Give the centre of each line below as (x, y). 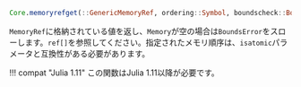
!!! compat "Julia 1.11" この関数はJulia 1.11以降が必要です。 (114, 73)
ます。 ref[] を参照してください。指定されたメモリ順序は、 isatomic (148, 42)
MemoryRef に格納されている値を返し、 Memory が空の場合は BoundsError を (140, 30)
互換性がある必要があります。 (95, 53)
